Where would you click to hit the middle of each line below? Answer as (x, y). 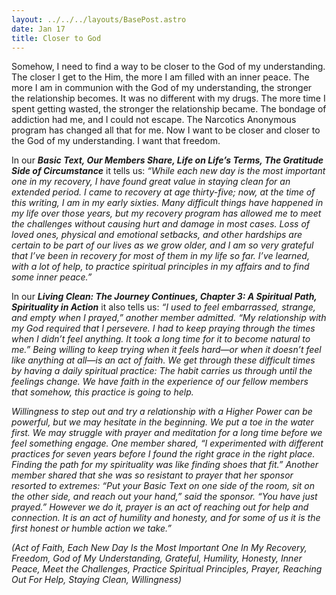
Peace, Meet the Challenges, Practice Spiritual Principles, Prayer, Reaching (167, 569)
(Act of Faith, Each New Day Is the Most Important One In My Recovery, (159, 548)
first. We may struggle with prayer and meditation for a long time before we (167, 433)
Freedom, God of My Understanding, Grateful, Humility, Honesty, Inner (157, 558)
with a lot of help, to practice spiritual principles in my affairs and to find (160, 267)
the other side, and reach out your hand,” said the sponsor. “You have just (164, 497)
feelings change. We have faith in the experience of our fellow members (160, 382)
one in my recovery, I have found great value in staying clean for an (151, 182)
